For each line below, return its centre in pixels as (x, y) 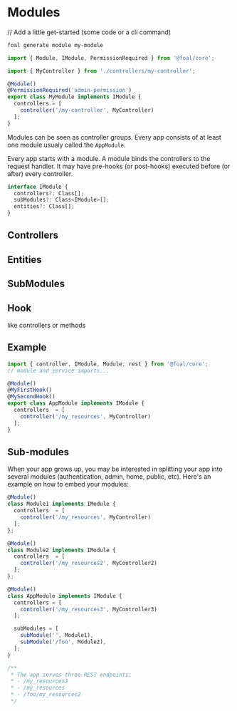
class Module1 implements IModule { (62, 504)
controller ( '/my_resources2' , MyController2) (89, 564)
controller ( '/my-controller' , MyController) (87, 110)
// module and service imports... (59, 370)
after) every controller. (40, 173)
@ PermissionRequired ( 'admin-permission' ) (70, 90)
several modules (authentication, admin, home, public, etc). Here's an (109, 477)
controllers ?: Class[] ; (49, 193)
